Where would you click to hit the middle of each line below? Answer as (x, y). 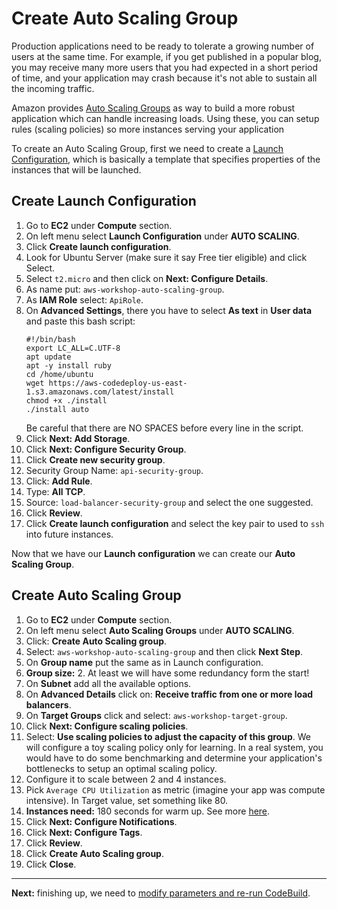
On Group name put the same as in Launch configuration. (144, 662)
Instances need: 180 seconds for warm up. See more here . (148, 811)
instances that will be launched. (76, 169)
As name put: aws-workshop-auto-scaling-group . (125, 289)
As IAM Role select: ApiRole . (84, 299)
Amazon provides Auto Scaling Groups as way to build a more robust (153, 108)
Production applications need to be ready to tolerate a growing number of (163, 46)
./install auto (57, 409)
